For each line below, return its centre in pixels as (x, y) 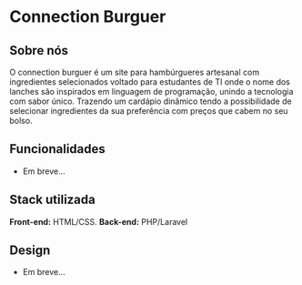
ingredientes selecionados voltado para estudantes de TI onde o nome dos (150, 82)
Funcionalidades (58, 149)
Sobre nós (39, 51)
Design (30, 251)
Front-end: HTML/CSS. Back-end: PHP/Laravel (99, 221)
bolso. (21, 121)
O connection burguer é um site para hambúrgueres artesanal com (135, 72)
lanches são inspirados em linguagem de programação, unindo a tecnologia (151, 92)
